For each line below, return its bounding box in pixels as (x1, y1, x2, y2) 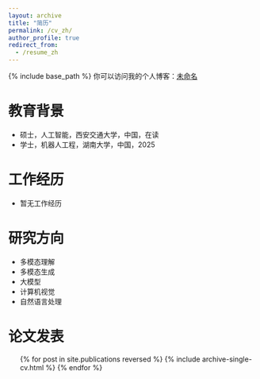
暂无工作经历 (19, 198, 62, 207)
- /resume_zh (15, 48, 59, 56)
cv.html (19, 362, 44, 372)
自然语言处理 (19, 296, 62, 306)
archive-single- (201, 354, 252, 364)
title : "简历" (8, 19, 53, 27)
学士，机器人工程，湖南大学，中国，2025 (19, 140, 156, 149)
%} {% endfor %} (45, 362, 103, 372)
